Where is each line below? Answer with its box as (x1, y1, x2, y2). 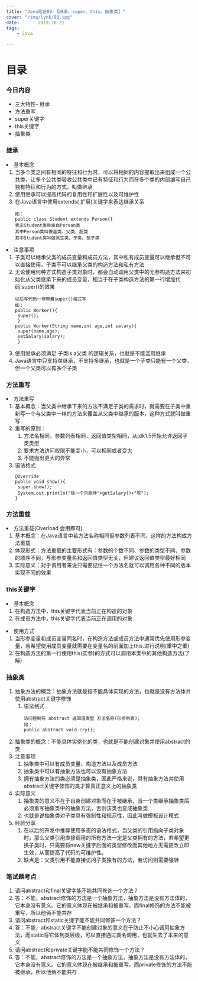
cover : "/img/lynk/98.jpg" (6, 14, 73, 20)
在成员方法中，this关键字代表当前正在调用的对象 (14, 615, 133, 622)
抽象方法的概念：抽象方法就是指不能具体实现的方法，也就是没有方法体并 (14, 688, 191, 695)
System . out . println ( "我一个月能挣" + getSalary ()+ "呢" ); (17, 490, 150, 496)
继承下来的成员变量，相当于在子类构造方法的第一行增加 (40, 276, 176, 283)
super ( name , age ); (17, 328, 60, 334)
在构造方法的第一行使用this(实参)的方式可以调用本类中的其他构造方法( (14, 649, 185, 657)
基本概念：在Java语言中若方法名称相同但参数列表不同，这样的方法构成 (14, 532, 187, 539)
